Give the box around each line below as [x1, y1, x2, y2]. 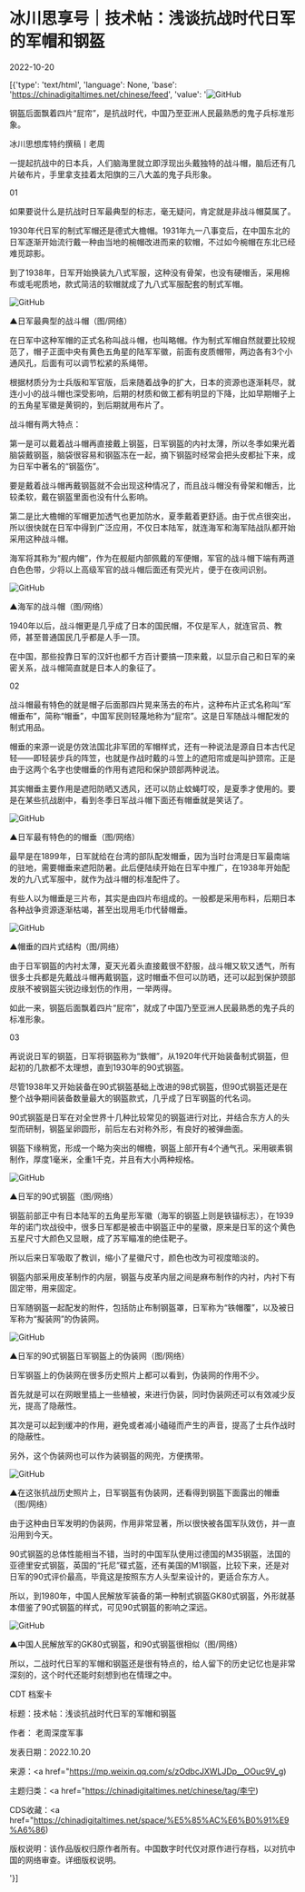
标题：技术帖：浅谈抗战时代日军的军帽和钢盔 [9, 1708, 177, 1719]
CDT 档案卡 [9, 1689, 53, 1699]
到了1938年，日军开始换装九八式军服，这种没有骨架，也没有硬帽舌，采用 [9, 267, 282, 278]
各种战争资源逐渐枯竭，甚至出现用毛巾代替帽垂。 [9, 904, 192, 915]
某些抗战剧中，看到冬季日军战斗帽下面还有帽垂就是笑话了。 [25, 794, 248, 805]
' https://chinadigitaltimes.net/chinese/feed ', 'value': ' [9, 88, 207, 100]
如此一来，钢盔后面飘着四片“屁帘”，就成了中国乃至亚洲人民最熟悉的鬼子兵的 [9, 1002, 295, 1013]
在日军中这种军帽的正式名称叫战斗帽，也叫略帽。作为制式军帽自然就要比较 [9, 334, 288, 345]
